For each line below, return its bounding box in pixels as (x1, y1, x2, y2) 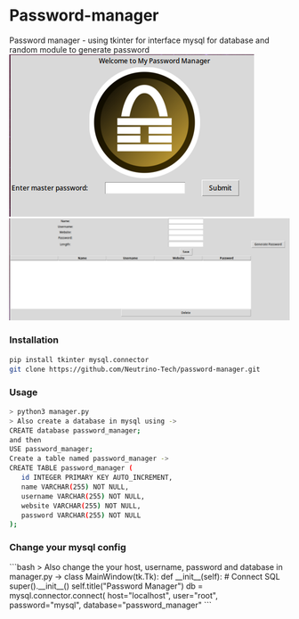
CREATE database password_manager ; (9, 425, 141, 435)
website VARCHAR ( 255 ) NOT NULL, (20, 501, 141, 510)
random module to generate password (9, 44, 149, 54)
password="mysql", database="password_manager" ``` (9, 599, 212, 610)
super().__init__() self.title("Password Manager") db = (9, 581, 204, 591)
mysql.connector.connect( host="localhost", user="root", (9, 590, 218, 600)
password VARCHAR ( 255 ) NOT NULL (20, 510, 141, 520)
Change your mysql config (9, 541, 126, 554)
